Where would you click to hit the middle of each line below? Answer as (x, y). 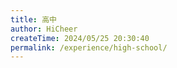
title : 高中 (33, 19)
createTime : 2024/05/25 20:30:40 (80, 38)
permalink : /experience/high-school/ (89, 47)
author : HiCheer (44, 29)
